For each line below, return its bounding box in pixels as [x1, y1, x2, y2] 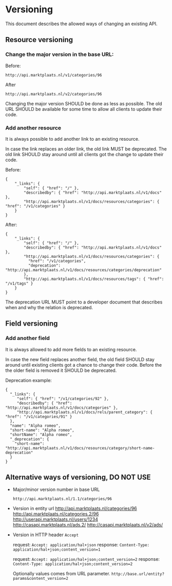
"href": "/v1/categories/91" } [5, 414, 72, 419]
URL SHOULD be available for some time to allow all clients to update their [5, 106, 163, 112]
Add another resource [5, 124, 62, 131]
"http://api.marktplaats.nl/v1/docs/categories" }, [5, 405, 118, 410]
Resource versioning [5, 35, 73, 44]
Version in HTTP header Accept [12, 532, 79, 538]
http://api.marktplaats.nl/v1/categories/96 [5, 72, 102, 78]
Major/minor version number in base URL [12, 486, 100, 493]
